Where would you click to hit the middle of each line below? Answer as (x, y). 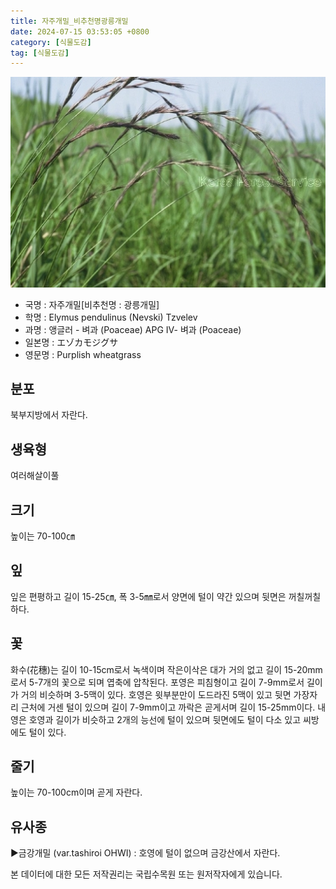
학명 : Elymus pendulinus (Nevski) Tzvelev (111, 317)
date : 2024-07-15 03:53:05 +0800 (80, 31)
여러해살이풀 (35, 476)
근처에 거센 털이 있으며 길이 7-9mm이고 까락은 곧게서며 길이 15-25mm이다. (168, 707)
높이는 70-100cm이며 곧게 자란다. (76, 792)
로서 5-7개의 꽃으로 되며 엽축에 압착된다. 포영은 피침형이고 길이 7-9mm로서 (157, 682)
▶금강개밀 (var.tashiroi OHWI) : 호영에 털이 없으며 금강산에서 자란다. (145, 853)
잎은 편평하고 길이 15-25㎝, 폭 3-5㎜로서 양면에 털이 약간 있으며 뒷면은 (148, 596)
